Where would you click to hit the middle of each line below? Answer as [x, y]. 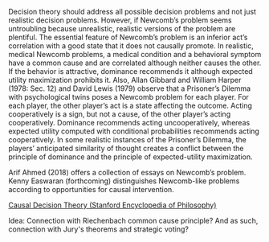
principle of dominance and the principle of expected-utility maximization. [130, 157]
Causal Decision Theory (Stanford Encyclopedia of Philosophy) [112, 205]
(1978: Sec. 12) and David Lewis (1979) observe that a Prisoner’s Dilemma [130, 88]
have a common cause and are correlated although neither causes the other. [135, 63]
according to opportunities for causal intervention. [91, 189]
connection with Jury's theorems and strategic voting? [98, 229]
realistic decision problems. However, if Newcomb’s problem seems [120, 20]
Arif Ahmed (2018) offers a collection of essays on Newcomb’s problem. [127, 172]
